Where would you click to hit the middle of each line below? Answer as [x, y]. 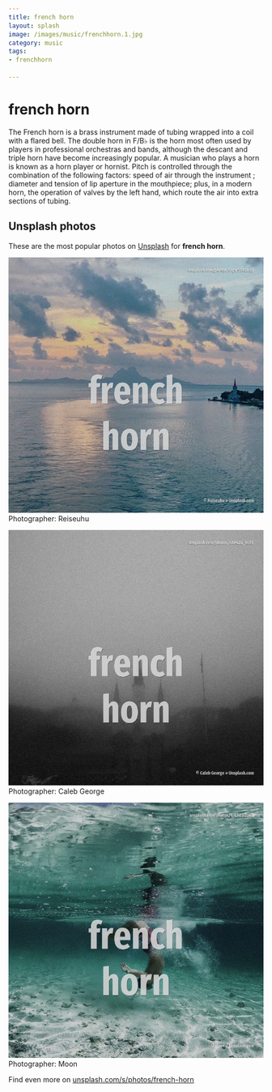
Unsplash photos [52, 227]
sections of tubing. [40, 201]
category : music [36, 43]
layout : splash [34, 26]
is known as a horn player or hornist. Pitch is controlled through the [121, 166]
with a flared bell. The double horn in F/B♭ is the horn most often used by [130, 140]
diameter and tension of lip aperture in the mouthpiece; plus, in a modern [130, 183]
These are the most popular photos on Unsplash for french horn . [117, 246]
